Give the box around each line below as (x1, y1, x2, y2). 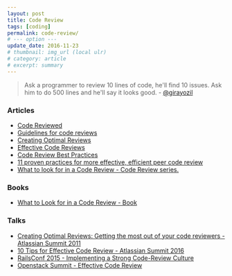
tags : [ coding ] (7, 23, 51, 30)
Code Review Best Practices (17, 150, 98, 159)
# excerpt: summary (7, 62, 64, 69)
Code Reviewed (17, 121, 62, 129)
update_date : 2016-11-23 (7, 42, 79, 49)
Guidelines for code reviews (17, 128, 98, 137)
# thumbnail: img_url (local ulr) (7, 49, 107, 56)
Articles (7, 105, 35, 115)
